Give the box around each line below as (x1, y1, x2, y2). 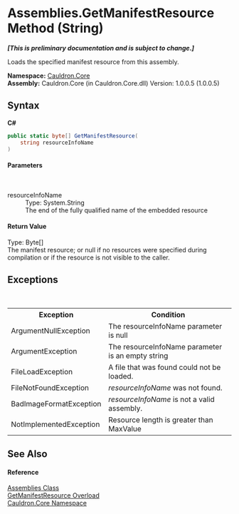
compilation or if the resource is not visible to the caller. (7, 253, 171, 262)
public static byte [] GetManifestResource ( (7, 132, 139, 140)
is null (108, 330, 128, 340)
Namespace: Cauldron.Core (7, 71, 90, 80)
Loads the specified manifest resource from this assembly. (7, 57, 179, 66)
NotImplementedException (11, 419, 100, 429)
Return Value (7, 222, 47, 231)
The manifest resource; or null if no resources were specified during (7, 245, 208, 254)
